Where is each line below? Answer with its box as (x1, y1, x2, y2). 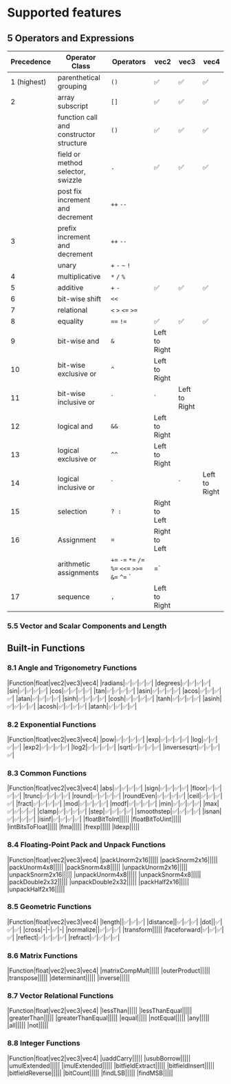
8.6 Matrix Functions (7, 950, 78, 960)
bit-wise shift (57, 294, 102, 304)
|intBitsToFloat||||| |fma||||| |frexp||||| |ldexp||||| (7, 823, 140, 831)
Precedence (10, 57, 52, 66)
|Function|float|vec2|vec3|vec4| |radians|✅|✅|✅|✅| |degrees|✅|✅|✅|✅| (7, 678, 211, 687)
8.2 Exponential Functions (7, 720, 96, 729)
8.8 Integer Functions (7, 1039, 80, 1048)
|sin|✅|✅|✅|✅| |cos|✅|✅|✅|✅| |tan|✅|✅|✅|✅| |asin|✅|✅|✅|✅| (7, 687, 181, 695)
